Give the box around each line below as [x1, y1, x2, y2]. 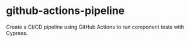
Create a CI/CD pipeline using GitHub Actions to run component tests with [6, 23, 184, 30]
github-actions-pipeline [6, 4, 125, 17]
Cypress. [6, 29, 28, 36]
